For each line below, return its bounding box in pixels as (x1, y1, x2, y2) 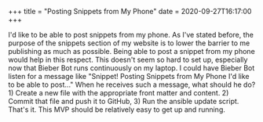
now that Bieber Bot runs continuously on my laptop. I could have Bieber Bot (8, 63, 255, 73)
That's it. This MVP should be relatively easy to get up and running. (8, 105, 225, 114)
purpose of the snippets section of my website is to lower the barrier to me (8, 38, 250, 48)
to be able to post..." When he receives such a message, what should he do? (8, 80, 256, 89)
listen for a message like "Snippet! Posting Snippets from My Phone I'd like (8, 72, 250, 81)
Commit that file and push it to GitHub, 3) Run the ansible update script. (8, 97, 239, 106)
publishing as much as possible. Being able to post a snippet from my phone (8, 47, 255, 56)
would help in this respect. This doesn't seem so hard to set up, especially (8, 55, 248, 64)
